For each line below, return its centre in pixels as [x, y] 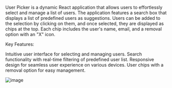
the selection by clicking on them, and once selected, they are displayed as [84, 23]
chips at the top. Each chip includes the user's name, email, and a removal [84, 29]
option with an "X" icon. [30, 34]
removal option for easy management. [46, 70]
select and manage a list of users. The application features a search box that [86, 13]
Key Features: [20, 44]
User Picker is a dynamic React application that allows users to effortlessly [84, 7]
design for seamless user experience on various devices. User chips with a [84, 65]
